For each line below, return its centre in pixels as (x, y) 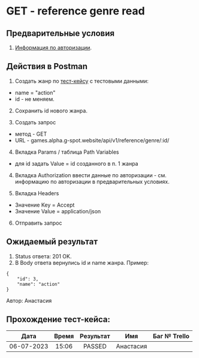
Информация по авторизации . (53, 47)
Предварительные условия (61, 33)
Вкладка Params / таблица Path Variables (67, 152)
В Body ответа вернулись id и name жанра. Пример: (82, 262)
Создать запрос (35, 122)
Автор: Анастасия (29, 300)
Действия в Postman (47, 66)
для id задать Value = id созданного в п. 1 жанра (76, 163)
